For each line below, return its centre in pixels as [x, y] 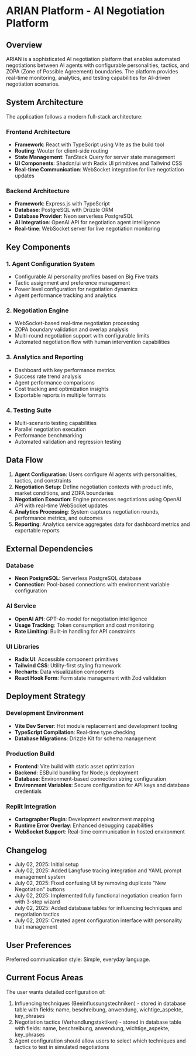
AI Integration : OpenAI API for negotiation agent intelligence [87, 222]
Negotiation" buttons [40, 889]
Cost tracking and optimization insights [62, 389]
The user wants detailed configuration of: [56, 992]
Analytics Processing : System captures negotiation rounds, [87, 511]
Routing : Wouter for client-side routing [61, 151]
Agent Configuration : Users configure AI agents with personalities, [96, 474]
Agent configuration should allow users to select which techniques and [100, 1041]
